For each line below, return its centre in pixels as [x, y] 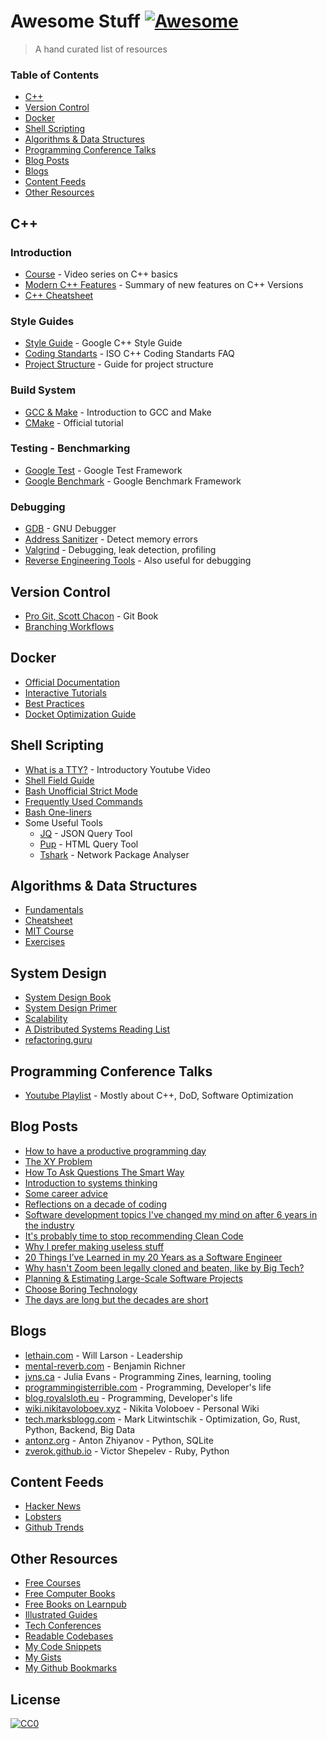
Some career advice [66, 1193]
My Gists [43, 1657]
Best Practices [54, 703]
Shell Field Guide [59, 780]
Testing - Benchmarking [70, 448]
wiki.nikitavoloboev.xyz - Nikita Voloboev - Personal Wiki [142, 1408]
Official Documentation [72, 682]
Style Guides [42, 321]
